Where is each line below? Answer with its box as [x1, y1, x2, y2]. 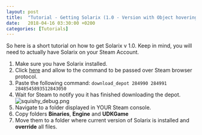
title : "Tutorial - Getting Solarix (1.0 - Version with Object [6, 14, 173, 20]
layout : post [6, 8, 39, 15]
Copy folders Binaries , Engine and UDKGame [14, 110, 129, 118]
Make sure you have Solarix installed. [14, 60, 108, 67]
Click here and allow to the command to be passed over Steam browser [14, 67, 192, 74]
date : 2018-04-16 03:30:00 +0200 [6, 20, 96, 26]
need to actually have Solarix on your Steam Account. [6, 49, 139, 56]
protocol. [14, 73, 38, 80]
